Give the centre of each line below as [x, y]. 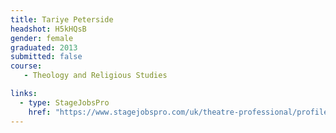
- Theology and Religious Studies [95, 76]
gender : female [42, 38]
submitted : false [46, 57]
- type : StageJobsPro [64, 102]
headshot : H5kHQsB [48, 29]
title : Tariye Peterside [62, 19]
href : [40, 112]
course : [26, 66]
